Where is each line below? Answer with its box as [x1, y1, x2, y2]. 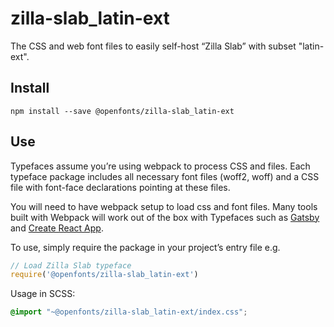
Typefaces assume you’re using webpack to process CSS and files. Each [10, 160, 311, 172]
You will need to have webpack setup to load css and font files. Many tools [10, 200, 318, 212]
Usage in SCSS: [10, 288, 76, 300]
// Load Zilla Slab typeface [10, 260, 132, 271]
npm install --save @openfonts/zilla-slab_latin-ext [10, 106, 235, 116]
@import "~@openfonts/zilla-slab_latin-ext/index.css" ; [10, 307, 248, 317]
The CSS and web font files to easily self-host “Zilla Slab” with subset [10, 40, 297, 52]
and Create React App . [10, 222, 104, 234]
